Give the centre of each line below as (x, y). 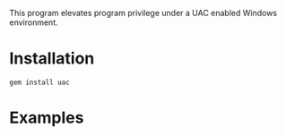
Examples (47, 118)
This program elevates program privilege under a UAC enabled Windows (143, 13)
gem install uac (39, 82)
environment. (34, 22)
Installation (52, 59)
